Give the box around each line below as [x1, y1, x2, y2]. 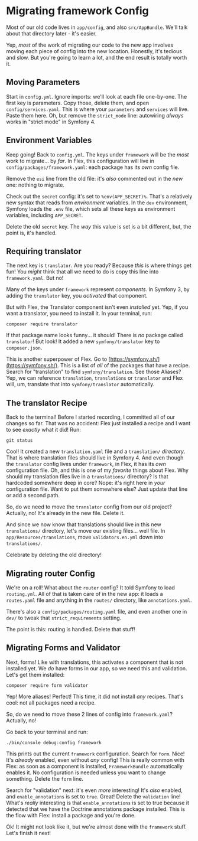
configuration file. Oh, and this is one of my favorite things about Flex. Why [6, 467, 189, 474]
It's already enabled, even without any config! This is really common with [6, 756, 185, 763]
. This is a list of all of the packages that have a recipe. [57, 362, 190, 369]
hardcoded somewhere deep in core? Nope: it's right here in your [6, 480, 165, 487]
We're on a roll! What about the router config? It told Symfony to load [6, 584, 176, 591]
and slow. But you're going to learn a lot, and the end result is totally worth [6, 54, 187, 61]
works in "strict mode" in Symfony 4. [6, 118, 96, 125]
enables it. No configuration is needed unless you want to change [6, 769, 166, 776]
